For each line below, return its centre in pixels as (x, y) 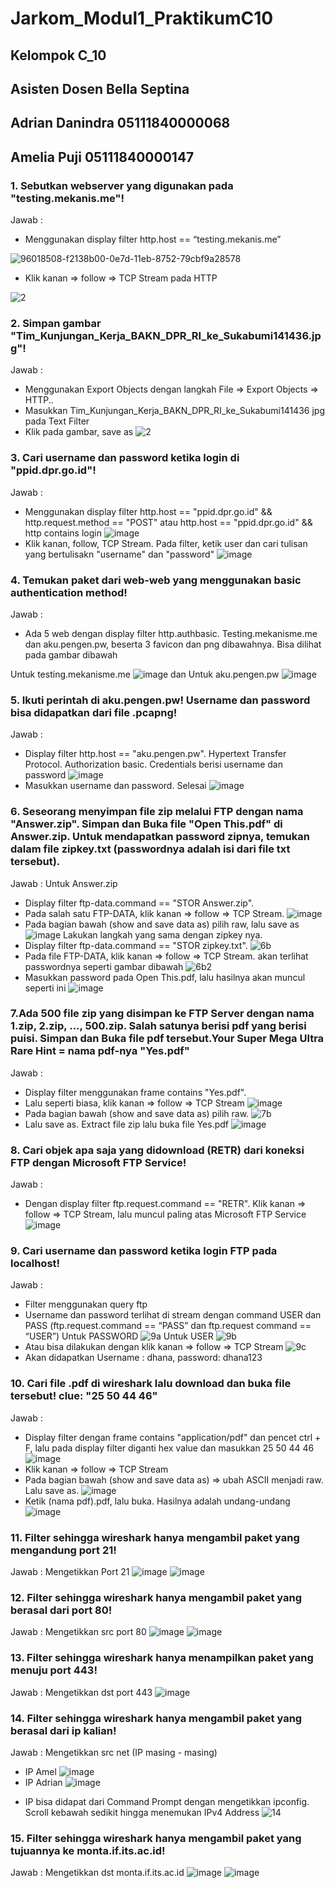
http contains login (63, 533)
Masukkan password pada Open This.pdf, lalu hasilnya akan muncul (165, 977)
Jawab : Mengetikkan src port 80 (78, 1632)
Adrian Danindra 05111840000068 (120, 123)
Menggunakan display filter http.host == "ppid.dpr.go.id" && (148, 511)
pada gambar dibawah (71, 654)
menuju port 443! (54, 1670)
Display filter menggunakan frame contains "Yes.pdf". (135, 1092)
